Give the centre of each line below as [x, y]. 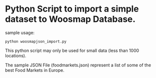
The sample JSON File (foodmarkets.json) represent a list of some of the [78, 65]
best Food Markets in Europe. [35, 70]
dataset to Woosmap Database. [70, 19]
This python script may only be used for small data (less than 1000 [72, 50]
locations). [16, 55]
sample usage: [20, 32]
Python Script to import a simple [72, 9]
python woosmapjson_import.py [36, 41]
